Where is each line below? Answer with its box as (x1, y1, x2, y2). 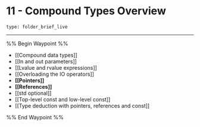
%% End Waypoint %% (6, 113, 64, 120)
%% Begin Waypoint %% (6, 40, 68, 47)
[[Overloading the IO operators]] (14, 70, 94, 78)
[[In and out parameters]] (14, 58, 77, 65)
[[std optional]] (14, 89, 52, 97)
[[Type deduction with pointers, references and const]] (14, 102, 150, 109)
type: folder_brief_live (6, 24, 68, 30)
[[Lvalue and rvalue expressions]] (14, 64, 97, 71)
